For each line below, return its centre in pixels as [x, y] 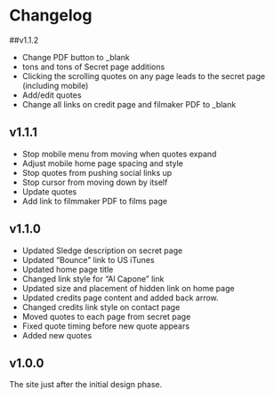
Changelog [51, 16]
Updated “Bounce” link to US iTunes [88, 259]
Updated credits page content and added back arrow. [121, 298]
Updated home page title [68, 269]
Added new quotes [57, 335]
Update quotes [49, 191]
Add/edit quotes [52, 95]
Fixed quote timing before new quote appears [105, 326]
